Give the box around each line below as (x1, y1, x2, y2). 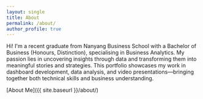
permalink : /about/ (6, 20, 56, 26)
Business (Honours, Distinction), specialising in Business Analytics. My (6, 49, 185, 56)
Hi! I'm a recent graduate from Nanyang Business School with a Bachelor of (6, 43, 197, 50)
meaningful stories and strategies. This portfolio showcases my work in (6, 62, 186, 69)
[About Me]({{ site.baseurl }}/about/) (6, 86, 99, 94)
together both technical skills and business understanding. (6, 75, 154, 82)
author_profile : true (6, 26, 62, 32)
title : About (6, 15, 40, 21)
